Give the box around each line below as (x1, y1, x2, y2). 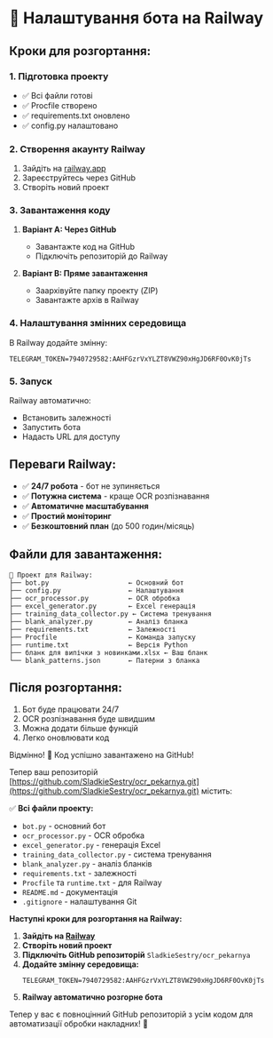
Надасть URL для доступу (21, 431, 121, 443)
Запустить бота (21, 422, 82, 433)
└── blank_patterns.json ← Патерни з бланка (9, 656, 200, 665)
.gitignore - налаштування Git (21, 896, 137, 906)
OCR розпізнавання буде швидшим (21, 713, 156, 723)
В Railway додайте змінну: (9, 337, 108, 347)
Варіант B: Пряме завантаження (21, 268, 148, 279)
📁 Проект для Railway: (9, 571, 93, 579)
